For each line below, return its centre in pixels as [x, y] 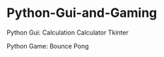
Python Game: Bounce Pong [48, 46]
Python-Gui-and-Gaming [82, 13]
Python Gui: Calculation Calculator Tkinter [68, 32]
